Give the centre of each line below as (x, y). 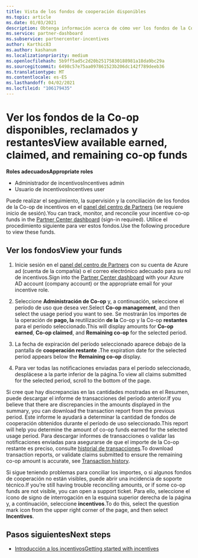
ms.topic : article (29, 17)
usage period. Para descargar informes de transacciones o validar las (90, 436)
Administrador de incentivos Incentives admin (70, 183)
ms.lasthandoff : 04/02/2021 (41, 83)
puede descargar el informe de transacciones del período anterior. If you (94, 398)
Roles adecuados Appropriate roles (49, 171)
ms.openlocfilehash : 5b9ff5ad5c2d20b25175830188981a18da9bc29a (85, 61)
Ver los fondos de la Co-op (73, 118)
